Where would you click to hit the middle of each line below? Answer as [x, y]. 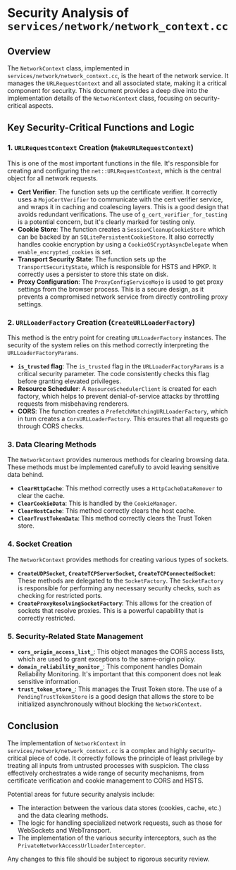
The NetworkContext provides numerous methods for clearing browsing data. [118, 460]
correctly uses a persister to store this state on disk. [93, 274]
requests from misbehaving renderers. [73, 404]
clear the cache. [41, 496]
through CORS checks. [51, 426]
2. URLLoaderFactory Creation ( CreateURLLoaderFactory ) [101, 322]
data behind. [26, 475]
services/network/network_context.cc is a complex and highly [98, 750]
